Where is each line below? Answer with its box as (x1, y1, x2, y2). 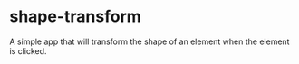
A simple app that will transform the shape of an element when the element (9, 36, 290, 47)
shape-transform (9, 6, 142, 27)
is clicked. (9, 45, 47, 56)
